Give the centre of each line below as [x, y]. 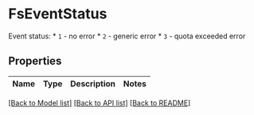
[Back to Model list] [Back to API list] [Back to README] [100, 103]
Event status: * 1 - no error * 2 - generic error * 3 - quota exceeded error [127, 36]
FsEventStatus [58, 14]
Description [93, 83]
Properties [35, 61]
